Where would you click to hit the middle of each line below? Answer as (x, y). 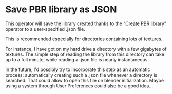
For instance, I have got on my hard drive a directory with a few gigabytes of (86, 49)
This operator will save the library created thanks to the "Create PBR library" (86, 24)
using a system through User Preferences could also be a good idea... (79, 86)
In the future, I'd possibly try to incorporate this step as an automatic (78, 69)
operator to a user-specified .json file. (45, 29)
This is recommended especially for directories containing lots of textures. (84, 39)
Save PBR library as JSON (61, 9)
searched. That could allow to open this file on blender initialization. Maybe (85, 80)
